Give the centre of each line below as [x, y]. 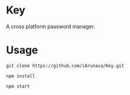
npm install [20, 76]
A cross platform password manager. [51, 26]
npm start [18, 86]
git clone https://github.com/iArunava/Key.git [65, 66]
